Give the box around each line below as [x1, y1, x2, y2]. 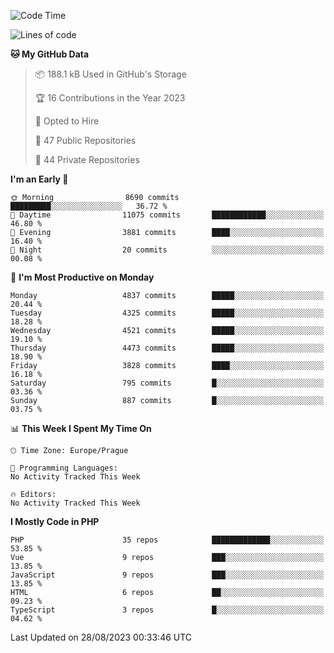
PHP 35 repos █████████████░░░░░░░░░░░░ [10, 535, 325, 545]
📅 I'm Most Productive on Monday [10, 271, 155, 283]
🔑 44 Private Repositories [34, 154, 140, 165]
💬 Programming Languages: [10, 463, 118, 473]
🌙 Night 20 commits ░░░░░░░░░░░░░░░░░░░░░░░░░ [10, 245, 325, 255]
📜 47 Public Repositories [34, 135, 137, 146]
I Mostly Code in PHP [10, 516, 100, 527]
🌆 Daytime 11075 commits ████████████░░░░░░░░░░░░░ [10, 210, 325, 220]
